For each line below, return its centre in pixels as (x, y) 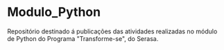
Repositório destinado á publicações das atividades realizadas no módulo (112, 31)
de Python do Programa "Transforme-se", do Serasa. (83, 38)
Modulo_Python (54, 12)
